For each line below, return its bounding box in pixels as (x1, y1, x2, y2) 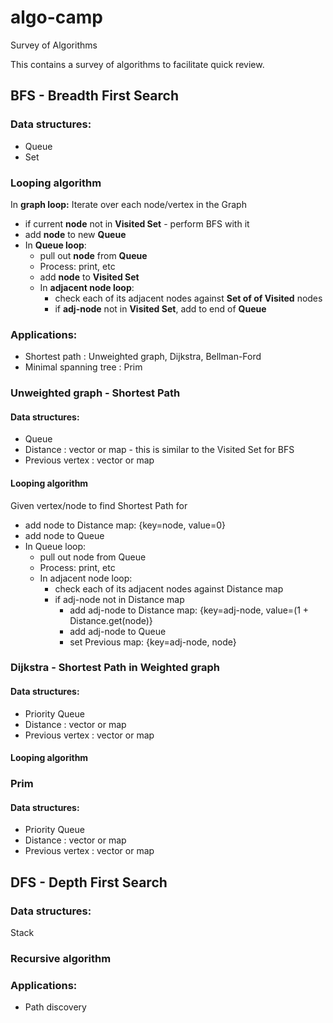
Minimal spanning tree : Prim (24, 361, 143, 373)
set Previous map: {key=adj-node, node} (69, 636, 237, 648)
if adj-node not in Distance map (54, 593, 185, 605)
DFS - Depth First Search (10, 874, 168, 891)
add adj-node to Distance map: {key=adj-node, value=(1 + (69, 604, 310, 616)
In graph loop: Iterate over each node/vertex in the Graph (10, 198, 247, 210)
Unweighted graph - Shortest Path (10, 386, 181, 400)
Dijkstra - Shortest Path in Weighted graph (10, 661, 221, 675)
